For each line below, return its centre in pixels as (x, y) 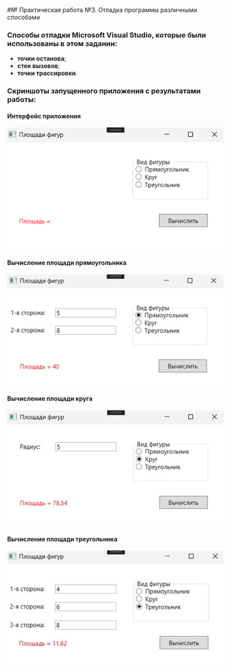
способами (24, 17)
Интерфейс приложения (44, 116)
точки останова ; (42, 58)
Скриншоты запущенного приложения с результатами (104, 91)
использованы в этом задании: (62, 43)
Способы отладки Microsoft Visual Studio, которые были (107, 35)
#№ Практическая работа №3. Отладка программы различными (102, 10)
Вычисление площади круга (50, 399)
